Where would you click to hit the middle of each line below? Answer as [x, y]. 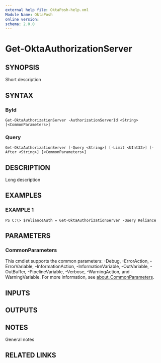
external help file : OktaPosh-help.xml [47, 10]
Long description [23, 180]
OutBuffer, [16, 272]
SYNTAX [19, 96]
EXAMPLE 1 [20, 210]
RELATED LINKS [31, 355]
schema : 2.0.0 [20, 24]
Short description [23, 80]
